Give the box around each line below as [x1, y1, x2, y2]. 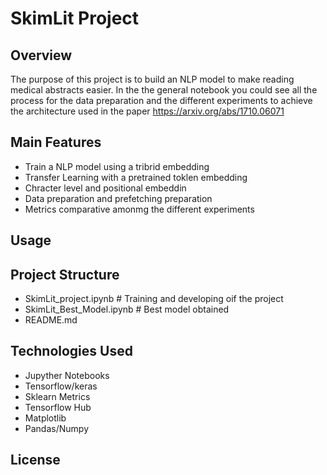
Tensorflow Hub [24, 401, 92, 413]
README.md [24, 314, 78, 326]
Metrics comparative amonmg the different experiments [24, 203, 255, 215]
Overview [10, 47, 73, 64]
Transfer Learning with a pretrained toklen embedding [24, 171, 248, 183]
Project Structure [10, 266, 120, 283]
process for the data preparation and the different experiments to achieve [10, 95, 313, 106]
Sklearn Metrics [24, 390, 91, 402]
